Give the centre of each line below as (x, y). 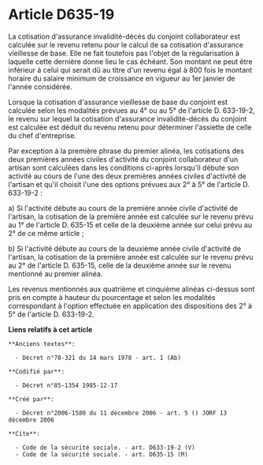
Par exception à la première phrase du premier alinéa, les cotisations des (126, 151)
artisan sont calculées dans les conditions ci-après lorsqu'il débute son (124, 167)
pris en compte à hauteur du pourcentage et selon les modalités (112, 297)
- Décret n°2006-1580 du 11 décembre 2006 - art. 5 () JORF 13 (121, 413)
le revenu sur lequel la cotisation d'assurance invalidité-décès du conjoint (128, 118)
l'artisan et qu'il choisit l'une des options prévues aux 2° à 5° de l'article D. (129, 184)
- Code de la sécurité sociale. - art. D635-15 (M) (102, 454)
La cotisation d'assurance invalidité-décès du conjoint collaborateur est (124, 36)
